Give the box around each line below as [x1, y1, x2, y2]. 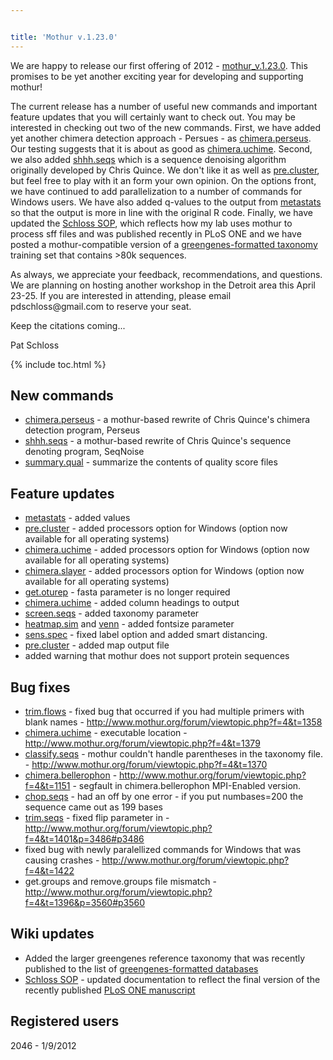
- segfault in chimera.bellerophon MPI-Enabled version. [72, 780, 302, 792]
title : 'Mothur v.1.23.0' [10, 32, 118, 42]
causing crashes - [24, 854, 100, 866]
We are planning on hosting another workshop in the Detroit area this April [10, 279, 317, 291]
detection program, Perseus [24, 424, 141, 436]
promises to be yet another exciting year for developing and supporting [10, 70, 304, 82]
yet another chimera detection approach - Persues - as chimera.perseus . [10, 132, 312, 144]
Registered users [10, 1013, 120, 1030]
